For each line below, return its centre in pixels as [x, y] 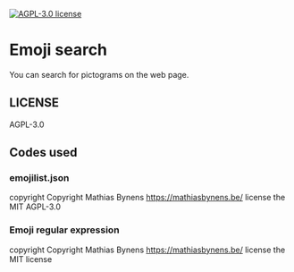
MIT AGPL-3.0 [35, 207]
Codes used [43, 153]
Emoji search [59, 50]
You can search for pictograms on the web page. [99, 74]
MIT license [31, 259]
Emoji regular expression [64, 230]
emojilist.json [39, 178]
